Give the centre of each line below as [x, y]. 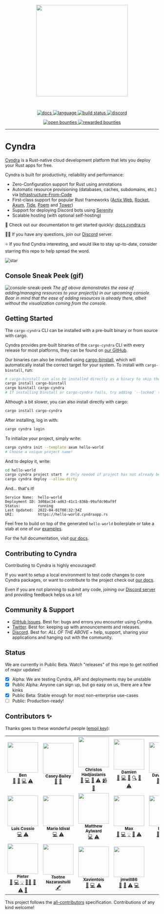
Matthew [93, 826]
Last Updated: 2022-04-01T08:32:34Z [43, 510]
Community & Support [40, 610]
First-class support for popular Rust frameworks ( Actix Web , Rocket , [81, 200]
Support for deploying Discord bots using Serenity [62, 210]
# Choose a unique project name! [39, 452]
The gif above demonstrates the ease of [93, 288]
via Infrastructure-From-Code [42, 194]
